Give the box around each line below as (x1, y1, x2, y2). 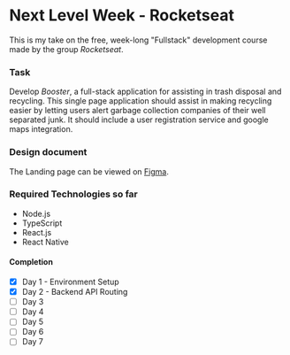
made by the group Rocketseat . (9, 43, 124, 54)
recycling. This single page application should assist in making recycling (9, 96, 272, 106)
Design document (9, 146, 88, 158)
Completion (9, 257, 53, 267)
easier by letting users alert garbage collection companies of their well (9, 105, 266, 116)
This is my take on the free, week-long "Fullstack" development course (9, 35, 268, 45)
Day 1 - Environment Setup (21, 276, 119, 288)
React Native (21, 236, 69, 247)
